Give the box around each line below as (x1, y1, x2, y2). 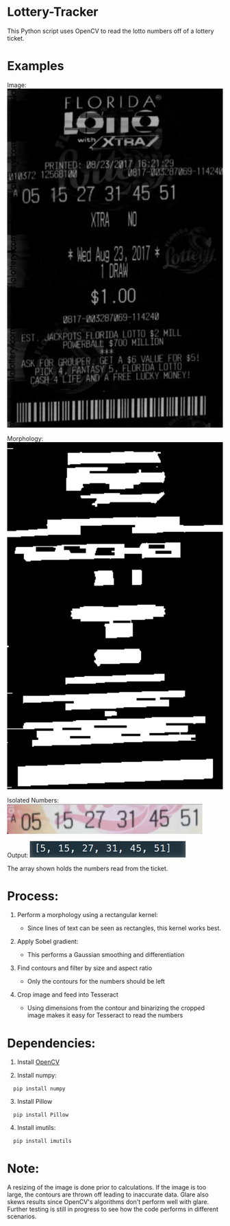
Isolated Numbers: (7, 796, 60, 804)
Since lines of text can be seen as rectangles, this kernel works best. (27, 924, 221, 932)
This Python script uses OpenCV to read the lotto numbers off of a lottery (7, 27, 214, 35)
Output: (7, 851, 29, 859)
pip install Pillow (13, 1111, 69, 1119)
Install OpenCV (16, 1058, 60, 1066)
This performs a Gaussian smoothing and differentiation (27, 951, 185, 959)
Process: (7, 888, 59, 903)
